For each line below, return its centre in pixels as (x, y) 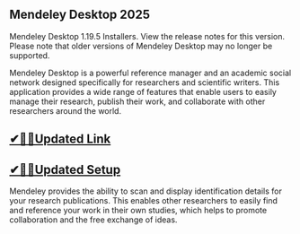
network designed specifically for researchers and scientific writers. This (145, 82)
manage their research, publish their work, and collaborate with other (137, 101)
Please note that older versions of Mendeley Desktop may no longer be (141, 46)
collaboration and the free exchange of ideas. (93, 220)
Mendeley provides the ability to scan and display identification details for (146, 191)
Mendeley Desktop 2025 (80, 15)
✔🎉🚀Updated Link (60, 139)
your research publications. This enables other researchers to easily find (144, 201)
